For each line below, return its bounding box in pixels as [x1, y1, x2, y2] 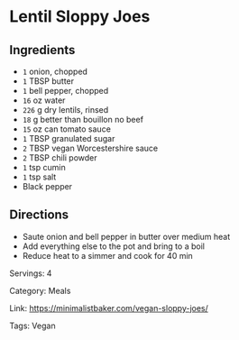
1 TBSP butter [22, 76, 75, 87]
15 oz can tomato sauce [22, 124, 111, 134]
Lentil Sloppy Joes [9, 6, 151, 27]
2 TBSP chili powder [22, 152, 97, 163]
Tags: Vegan [9, 320, 56, 331]
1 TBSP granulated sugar [22, 133, 115, 143]
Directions [9, 207, 69, 223]
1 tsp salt [22, 171, 57, 182]
